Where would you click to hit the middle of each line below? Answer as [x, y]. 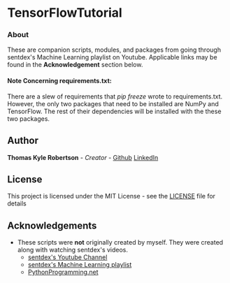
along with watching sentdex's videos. [72, 250]
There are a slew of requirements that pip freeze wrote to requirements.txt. [115, 96]
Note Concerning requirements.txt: [59, 81]
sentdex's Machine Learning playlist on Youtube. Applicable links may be [113, 57]
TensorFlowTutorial [65, 13]
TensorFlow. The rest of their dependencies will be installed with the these [114, 111]
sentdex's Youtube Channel [67, 257]
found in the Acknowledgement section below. [75, 65]
